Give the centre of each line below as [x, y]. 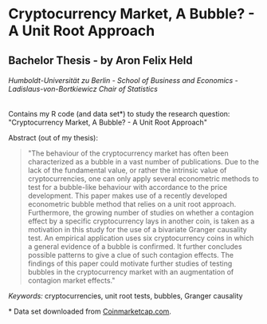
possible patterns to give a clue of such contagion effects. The [131, 255]
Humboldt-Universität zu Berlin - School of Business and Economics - [124, 81]
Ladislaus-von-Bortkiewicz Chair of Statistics [83, 89]
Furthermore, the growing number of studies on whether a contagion [141, 212]
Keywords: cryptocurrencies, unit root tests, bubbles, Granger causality [126, 295]
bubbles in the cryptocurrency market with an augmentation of [131, 271]
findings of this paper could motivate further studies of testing [130, 263]
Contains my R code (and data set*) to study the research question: [119, 113]
